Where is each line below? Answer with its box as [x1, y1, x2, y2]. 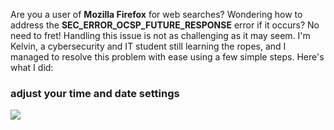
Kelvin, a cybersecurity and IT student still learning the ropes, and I [10, 40, 287, 52]
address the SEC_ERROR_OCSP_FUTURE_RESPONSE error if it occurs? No [10, 19, 320, 31]
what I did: [10, 62, 54, 73]
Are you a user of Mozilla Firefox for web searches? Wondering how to [10, 9, 303, 20]
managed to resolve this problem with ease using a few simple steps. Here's [10, 51, 325, 63]
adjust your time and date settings [10, 86, 180, 100]
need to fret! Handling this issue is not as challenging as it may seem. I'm [10, 30, 311, 41]
